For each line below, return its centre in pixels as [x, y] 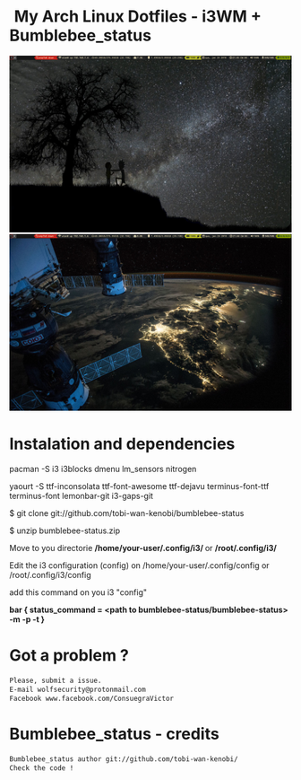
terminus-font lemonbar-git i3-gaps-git [82, 495]
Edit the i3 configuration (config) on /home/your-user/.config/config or [140, 565]
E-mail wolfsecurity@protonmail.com [77, 689]
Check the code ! [42, 768]
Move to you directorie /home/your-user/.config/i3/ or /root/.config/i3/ [143, 548]
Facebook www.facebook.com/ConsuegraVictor [92, 698]
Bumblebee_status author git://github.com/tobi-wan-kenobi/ [124, 759]
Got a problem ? [69, 656]
